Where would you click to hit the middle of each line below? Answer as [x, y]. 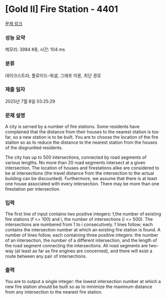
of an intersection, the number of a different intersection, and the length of [81, 240]
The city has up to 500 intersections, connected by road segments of [76, 157]
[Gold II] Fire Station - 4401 [62, 9]
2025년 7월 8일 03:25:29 [30, 101]
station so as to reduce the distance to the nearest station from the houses [81, 142]
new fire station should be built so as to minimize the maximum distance [79, 287]
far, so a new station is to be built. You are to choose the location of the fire [82, 137]
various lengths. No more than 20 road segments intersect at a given [75, 163]
